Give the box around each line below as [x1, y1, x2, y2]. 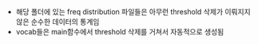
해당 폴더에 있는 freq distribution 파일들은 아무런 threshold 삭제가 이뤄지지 [15, 7, 251, 16]
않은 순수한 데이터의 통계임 [15, 17, 100, 26]
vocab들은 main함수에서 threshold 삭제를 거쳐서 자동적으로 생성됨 [15, 27, 224, 36]
